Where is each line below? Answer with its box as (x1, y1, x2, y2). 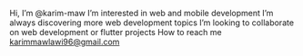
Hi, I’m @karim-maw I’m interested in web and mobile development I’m (9, 8, 274, 18)
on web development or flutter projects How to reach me (9, 27, 222, 37)
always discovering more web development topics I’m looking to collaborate (9, 17, 294, 28)
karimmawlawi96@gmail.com (9, 36, 120, 47)
